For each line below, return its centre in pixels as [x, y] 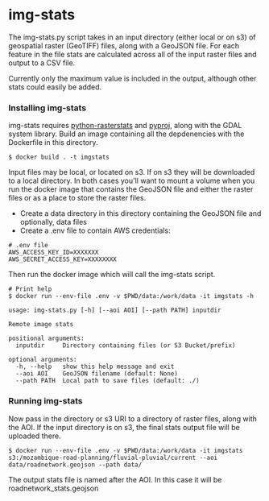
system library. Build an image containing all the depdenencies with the [126, 134]
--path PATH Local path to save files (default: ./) [108, 381]
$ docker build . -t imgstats [59, 157]
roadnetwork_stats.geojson [54, 488]
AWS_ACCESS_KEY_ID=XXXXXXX [54, 253]
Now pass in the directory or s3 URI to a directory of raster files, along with [133, 418]
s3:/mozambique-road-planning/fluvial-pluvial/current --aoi [113, 458]
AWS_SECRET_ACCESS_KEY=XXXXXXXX [62, 259]
